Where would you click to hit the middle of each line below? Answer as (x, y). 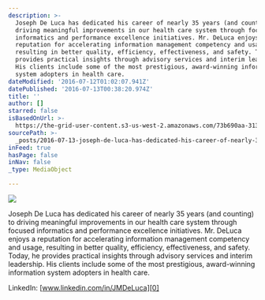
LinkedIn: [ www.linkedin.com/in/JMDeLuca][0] (84, 288)
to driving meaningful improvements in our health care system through (123, 222)
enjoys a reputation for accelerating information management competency (129, 239)
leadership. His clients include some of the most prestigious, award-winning (132, 264)
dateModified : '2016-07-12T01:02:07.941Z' (79, 81)
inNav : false (30, 163)
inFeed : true (30, 148)
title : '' (24, 96)
